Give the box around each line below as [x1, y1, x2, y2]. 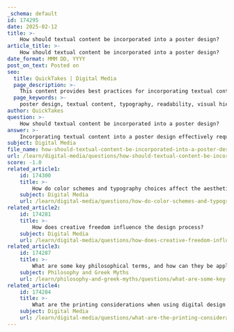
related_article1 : [7, 165, 61, 173]
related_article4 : [7, 282, 61, 289]
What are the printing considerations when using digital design [32, 301, 226, 308]
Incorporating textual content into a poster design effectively [19, 133, 214, 140]
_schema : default [7, 10, 58, 17]
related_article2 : [7, 205, 61, 212]
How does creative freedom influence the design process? [32, 223, 204, 230]
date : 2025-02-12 [7, 23, 58, 30]
